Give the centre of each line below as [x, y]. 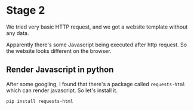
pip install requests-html [40, 101]
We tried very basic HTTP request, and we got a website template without [97, 27]
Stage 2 [26, 10]
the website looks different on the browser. [59, 51]
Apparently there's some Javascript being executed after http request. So [96, 45]
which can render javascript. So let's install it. [62, 90]
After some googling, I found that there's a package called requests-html [96, 84]
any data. [18, 33]
